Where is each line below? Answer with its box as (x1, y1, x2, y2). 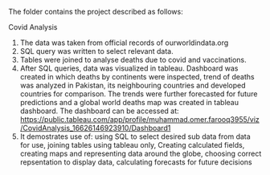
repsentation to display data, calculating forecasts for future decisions (19, 157, 252, 167)
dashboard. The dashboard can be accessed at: (19, 106, 179, 116)
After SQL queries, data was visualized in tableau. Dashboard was (19, 63, 239, 73)
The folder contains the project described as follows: (8, 7, 183, 16)
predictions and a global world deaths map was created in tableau (19, 98, 239, 107)
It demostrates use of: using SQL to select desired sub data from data (19, 132, 251, 141)
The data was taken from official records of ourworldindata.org (19, 38, 229, 47)
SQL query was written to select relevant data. (19, 47, 174, 55)
